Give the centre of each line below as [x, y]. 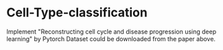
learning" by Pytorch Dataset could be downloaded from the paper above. [111, 38]
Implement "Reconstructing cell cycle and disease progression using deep [111, 32]
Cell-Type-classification [77, 13]
